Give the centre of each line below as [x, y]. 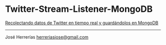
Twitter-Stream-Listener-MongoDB [79, 9]
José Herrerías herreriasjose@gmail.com [47, 37]
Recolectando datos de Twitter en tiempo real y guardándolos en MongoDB [82, 23]
